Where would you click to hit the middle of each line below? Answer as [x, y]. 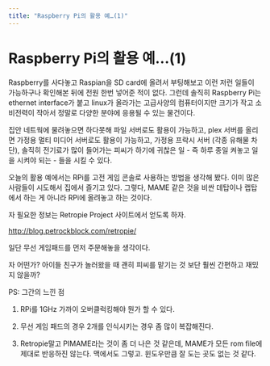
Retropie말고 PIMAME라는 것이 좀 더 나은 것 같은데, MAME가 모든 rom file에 [141, 343]
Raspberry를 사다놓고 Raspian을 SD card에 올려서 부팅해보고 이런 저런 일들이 [132, 82]
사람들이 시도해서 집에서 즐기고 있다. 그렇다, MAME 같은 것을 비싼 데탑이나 [126, 187]
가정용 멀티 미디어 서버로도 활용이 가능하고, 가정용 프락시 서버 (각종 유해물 [133, 140]
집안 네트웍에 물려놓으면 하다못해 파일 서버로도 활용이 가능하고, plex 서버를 [126, 129]
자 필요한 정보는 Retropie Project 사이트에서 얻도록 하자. [98, 214]
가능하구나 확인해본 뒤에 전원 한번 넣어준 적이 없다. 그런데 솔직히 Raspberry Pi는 [135, 92]
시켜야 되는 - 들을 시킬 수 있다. [64, 160]
